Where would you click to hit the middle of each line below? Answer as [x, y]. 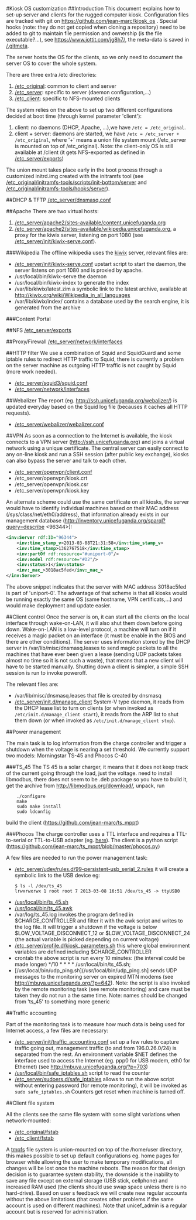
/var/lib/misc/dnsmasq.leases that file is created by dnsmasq [88, 696]
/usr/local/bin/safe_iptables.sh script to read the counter [82, 1073]
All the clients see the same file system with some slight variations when [93, 1114]
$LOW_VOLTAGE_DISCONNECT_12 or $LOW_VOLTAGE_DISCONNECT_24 [102, 933]
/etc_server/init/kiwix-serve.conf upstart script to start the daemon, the [100, 264]
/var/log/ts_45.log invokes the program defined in [74, 914]
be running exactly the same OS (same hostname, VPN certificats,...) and [94, 599]
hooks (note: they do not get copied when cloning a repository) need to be [96, 27]
